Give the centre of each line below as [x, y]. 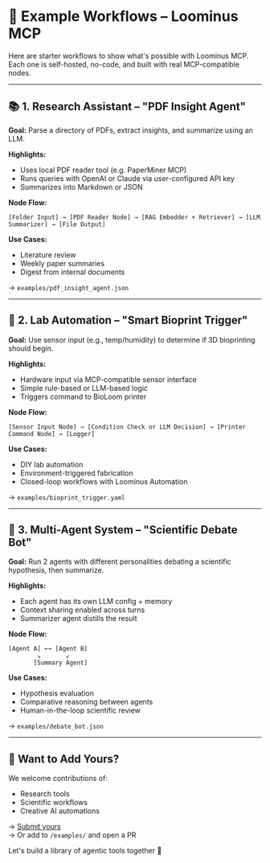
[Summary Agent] [61, 663]
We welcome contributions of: [58, 779]
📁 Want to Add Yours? [64, 759]
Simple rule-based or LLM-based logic [84, 388]
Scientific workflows [54, 803]
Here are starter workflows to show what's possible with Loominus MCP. [129, 55]
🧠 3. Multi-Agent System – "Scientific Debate [123, 530]
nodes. [20, 72]
